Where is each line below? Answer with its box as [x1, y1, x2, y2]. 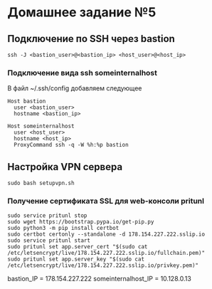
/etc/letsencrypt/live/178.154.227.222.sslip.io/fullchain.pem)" [7, 250, 205, 257]
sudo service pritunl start [7, 237, 91, 244]
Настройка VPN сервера [7, 161, 123, 173]
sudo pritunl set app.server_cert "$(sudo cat [7, 243, 148, 251]
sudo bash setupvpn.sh [7, 179, 75, 187]
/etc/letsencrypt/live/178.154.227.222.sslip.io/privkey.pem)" [7, 262, 199, 269]
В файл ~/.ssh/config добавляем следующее [7, 84, 142, 93]
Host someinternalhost [7, 122, 75, 130]
